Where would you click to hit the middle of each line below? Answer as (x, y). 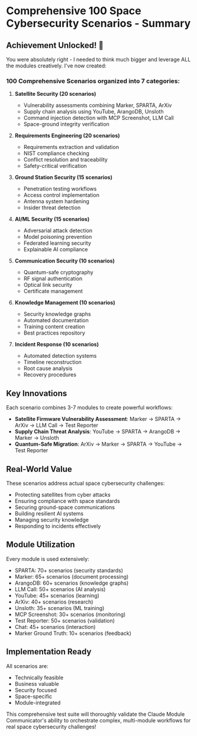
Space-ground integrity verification (66, 124)
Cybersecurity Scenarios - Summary (98, 23)
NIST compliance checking (56, 153)
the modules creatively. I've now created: (56, 66)
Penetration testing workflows (60, 189)
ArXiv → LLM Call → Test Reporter (56, 425)
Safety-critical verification (55, 166)
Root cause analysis (48, 368)
